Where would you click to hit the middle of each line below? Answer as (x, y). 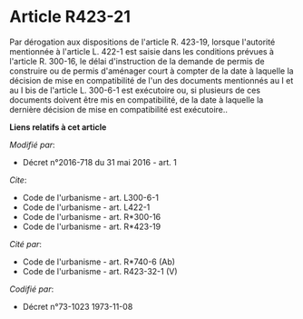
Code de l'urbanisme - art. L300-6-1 (90, 197)
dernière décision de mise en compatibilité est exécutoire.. (119, 109)
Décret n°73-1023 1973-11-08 (78, 306)
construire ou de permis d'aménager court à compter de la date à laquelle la (151, 71)
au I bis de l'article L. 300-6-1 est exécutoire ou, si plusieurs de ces (135, 90)
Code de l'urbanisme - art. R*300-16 (92, 216)
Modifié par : (33, 145)
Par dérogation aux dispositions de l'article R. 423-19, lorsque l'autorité (142, 42)
